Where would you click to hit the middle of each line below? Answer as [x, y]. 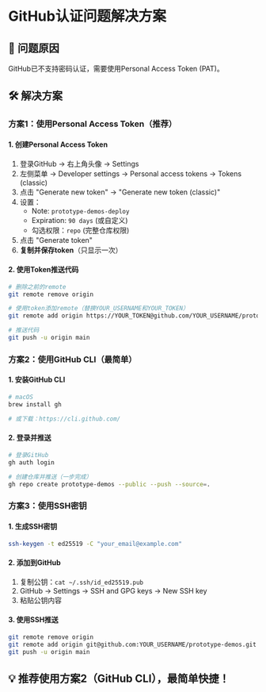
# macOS [21, 398]
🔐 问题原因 [34, 48]
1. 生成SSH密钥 [33, 526]
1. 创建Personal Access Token [58, 144]
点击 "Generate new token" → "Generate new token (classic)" [120, 192]
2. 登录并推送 [30, 438]
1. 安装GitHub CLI [37, 380]
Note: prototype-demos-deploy [80, 210]
